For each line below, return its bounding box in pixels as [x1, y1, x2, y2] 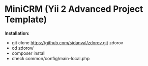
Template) [4, 14, 47, 25]
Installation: [4, 30, 30, 36]
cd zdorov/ [11, 45, 34, 51]
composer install [11, 50, 46, 56]
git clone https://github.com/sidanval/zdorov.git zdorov [11, 39, 123, 45]
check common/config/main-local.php [11, 55, 90, 61]
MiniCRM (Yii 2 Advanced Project [4, 3, 143, 15]
